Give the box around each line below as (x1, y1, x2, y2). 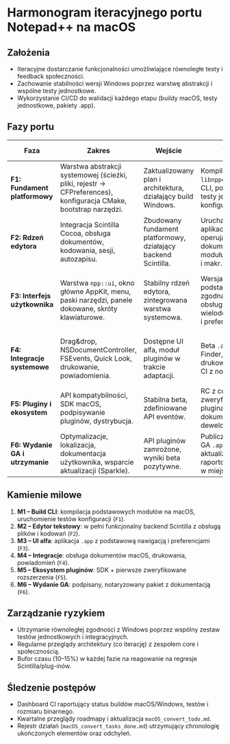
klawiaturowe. (60, 312, 105, 322)
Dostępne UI (143, 336, 183, 346)
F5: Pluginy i (10, 399, 52, 409)
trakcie (143, 362, 166, 372)
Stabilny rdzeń (143, 278, 190, 287)
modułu (201, 250, 225, 259)
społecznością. (16, 647, 60, 656)
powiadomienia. (60, 370, 112, 380)
